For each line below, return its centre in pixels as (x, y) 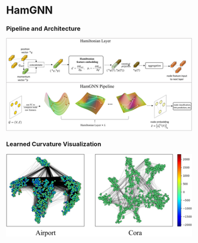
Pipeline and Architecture (43, 29)
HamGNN (29, 10)
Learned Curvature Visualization (54, 144)
